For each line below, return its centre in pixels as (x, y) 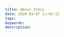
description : (18, 27)
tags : (10, 18)
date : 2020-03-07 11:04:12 (32, 14)
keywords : (15, 23)
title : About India (25, 9)
